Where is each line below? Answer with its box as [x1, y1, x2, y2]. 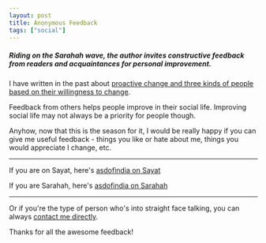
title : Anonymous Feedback [9, 19, 98, 27]
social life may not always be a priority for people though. [9, 111, 197, 121]
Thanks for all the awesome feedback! [9, 227, 133, 237]
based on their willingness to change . [9, 88, 131, 97]
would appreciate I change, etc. [9, 143, 112, 152]
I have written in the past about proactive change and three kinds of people [9, 79, 254, 88]
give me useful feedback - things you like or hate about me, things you [9, 135, 239, 144]
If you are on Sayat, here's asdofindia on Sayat [9, 166, 161, 175]
